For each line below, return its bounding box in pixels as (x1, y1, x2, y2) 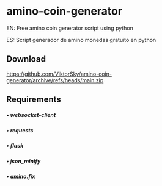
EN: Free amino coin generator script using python (6, 24, 133, 32)
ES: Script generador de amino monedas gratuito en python (6, 36, 156, 43)
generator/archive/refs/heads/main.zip (6, 76, 104, 84)
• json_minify (6, 157, 41, 165)
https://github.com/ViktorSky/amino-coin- (6, 70, 112, 77)
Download (6, 54, 46, 65)
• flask (6, 142, 24, 149)
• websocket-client (6, 111, 56, 118)
